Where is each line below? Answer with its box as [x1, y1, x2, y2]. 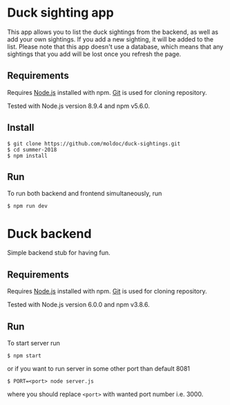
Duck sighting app [7, 5, 114, 21]
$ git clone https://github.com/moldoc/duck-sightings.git [7, 140, 181, 147]
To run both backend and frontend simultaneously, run [7, 189, 162, 198]
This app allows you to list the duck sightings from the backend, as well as [7, 28, 219, 36]
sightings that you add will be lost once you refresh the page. [7, 50, 182, 58]
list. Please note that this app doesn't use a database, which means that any [7, 42, 224, 51]
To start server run [7, 339, 61, 347]
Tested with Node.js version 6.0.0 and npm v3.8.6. [7, 300, 150, 309]
